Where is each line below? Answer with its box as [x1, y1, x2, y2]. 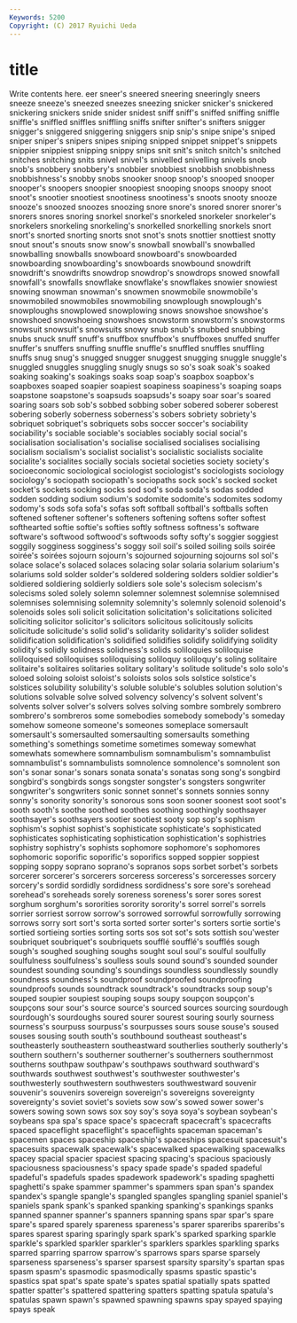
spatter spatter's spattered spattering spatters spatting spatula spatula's [9, 1285, 274, 1296]
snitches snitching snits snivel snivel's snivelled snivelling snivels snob [9, 154, 268, 165]
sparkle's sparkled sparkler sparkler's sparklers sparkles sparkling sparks [9, 1238, 280, 1249]
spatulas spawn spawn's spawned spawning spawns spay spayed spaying [9, 1295, 283, 1305]
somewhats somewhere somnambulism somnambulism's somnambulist [9, 748, 271, 759]
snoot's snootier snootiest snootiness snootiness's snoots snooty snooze [9, 192, 277, 203]
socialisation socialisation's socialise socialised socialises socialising [9, 437, 261, 448]
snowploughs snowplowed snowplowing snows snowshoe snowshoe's [9, 305, 269, 316]
